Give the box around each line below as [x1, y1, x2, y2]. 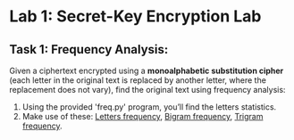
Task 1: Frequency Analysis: [9, 42, 169, 57]
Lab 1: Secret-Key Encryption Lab [9, 6, 262, 27]
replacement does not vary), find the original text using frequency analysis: [9, 85, 286, 95]
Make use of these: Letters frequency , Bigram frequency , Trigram [21, 111, 264, 121]
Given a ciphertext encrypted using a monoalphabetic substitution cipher [9, 65, 284, 76]
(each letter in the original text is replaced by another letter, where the [9, 75, 266, 86]
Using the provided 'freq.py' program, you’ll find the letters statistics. [21, 102, 277, 112]
